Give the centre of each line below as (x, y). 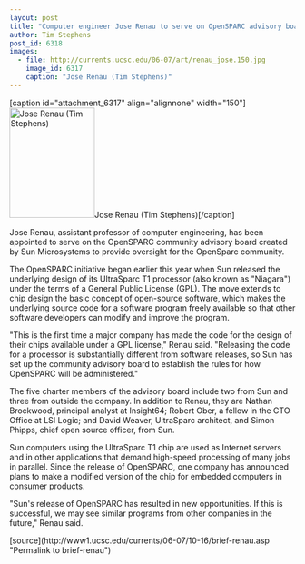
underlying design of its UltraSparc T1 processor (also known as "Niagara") (150, 279)
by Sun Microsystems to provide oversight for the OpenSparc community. (147, 252)
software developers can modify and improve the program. (119, 317)
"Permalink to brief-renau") (60, 549)
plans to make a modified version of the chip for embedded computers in (146, 476)
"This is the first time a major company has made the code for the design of (151, 335)
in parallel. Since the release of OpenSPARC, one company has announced (149, 466)
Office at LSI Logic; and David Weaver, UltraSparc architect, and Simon (142, 420)
